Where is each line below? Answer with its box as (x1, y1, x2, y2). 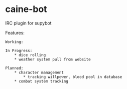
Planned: (5, 65, 24, 70)
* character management (14, 70, 64, 75)
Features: (5, 29, 25, 35)
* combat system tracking (14, 78, 69, 83)
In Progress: (5, 48, 33, 53)
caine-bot (5, 3, 47, 15)
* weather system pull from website (14, 56, 91, 62)
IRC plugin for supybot (5, 20, 52, 26)
